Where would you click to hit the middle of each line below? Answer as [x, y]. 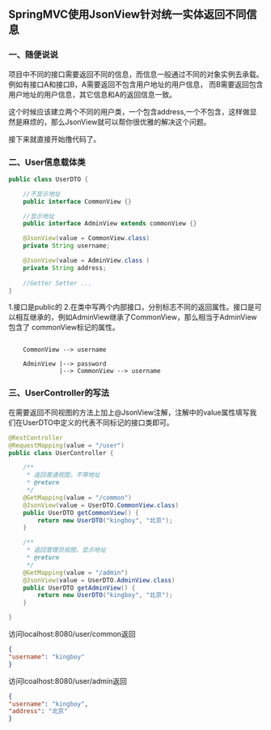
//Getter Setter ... [57, 283]
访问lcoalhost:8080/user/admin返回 [68, 681]
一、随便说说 [34, 55]
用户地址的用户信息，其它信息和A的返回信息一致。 [92, 94]
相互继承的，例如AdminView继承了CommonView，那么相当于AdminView [136, 317]
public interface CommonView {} [77, 201]
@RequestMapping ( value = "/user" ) [67, 445]
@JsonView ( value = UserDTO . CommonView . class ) [101, 505]
